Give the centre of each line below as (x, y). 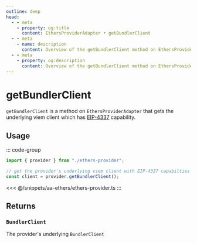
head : (13, 17)
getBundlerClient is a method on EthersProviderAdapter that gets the (90, 111)
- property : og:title (43, 28)
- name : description (42, 45)
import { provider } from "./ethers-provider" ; (65, 161)
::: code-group (23, 150)
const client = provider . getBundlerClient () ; (62, 176)
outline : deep (23, 11)
